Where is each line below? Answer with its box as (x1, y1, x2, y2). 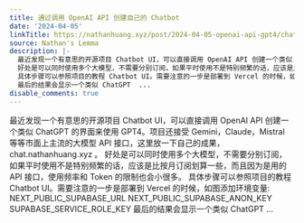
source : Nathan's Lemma (9, 38, 100, 48)
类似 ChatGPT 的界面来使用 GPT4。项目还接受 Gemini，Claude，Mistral (16, 125, 285, 136)
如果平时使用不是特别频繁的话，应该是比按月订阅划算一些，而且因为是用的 (9, 160, 287, 171)
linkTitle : (9, 30, 51, 39)
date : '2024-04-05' (9, 22, 83, 31)
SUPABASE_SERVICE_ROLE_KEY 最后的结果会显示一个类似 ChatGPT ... (9, 203, 274, 214)
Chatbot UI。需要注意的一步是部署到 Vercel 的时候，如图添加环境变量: (9, 182, 271, 193)
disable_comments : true (9, 88, 100, 98)
